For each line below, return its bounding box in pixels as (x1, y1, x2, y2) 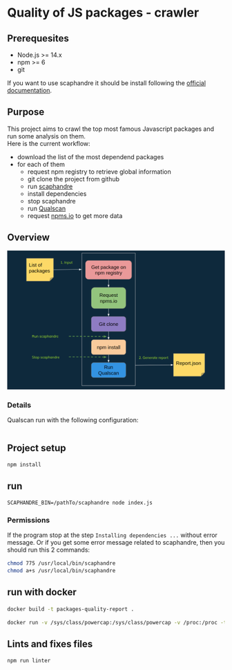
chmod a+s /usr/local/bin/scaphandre (7, 568, 116, 574)
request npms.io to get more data (27, 211, 123, 219)
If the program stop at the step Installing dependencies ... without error (7, 531, 217, 539)
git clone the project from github (27, 174, 119, 183)
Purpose (7, 106, 45, 118)
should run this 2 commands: (7, 545, 90, 554)
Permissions (7, 515, 50, 525)
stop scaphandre (27, 197, 76, 205)
